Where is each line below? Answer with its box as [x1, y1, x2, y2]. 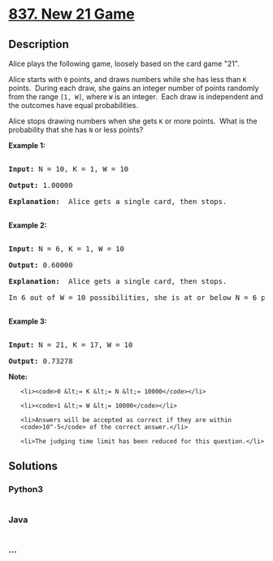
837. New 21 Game [8, 5, 136, 24]
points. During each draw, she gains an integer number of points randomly [8, 83, 259, 93]
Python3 [8, 484, 43, 495]
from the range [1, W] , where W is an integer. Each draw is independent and [8, 92, 263, 102]
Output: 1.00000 [8, 180, 73, 189]
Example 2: [8, 220, 47, 230]
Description [8, 37, 69, 51]
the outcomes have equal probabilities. [8, 101, 138, 110]
